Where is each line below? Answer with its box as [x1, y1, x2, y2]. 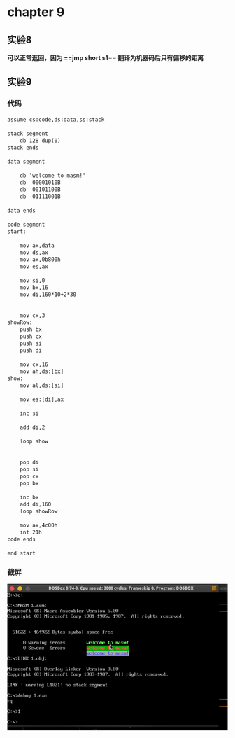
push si [20, 340, 42, 347]
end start [7, 550, 36, 557]
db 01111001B [20, 193, 61, 200]
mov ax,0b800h [20, 256, 61, 263]
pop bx [20, 480, 39, 487]
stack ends [7, 144, 39, 151]
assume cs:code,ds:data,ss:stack [7, 116, 105, 123]
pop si [20, 466, 39, 473]
